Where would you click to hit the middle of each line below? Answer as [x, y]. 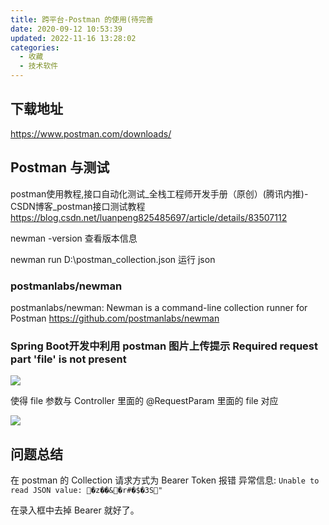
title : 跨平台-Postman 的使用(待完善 [82, 19]
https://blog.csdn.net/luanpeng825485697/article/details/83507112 [149, 217]
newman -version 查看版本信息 [74, 238]
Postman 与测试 [60, 167]
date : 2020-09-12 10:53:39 [66, 29]
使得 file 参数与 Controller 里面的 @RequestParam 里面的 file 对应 [144, 401]
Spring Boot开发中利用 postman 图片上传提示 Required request [164, 346]
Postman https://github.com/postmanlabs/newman [115, 318]
